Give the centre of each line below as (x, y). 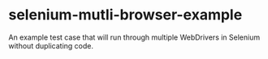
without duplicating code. (51, 45)
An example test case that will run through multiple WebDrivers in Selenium (134, 37)
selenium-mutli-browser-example (125, 15)
